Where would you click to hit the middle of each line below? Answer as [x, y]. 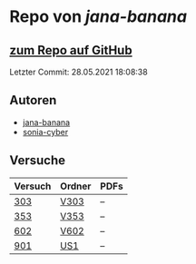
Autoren [33, 100]
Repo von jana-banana [98, 17]
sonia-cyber [45, 132]
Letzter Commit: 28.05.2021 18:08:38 [78, 72]
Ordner [76, 186]
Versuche [38, 161]
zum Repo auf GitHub [71, 50]
